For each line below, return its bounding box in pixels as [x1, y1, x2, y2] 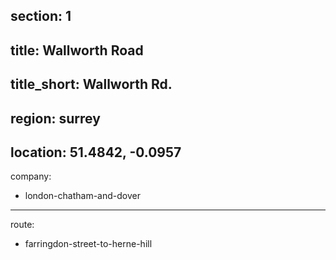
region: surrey [10, 110, 101, 127]
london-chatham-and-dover [24, 190, 141, 202]
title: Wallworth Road [10, 42, 144, 59]
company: [10, 170, 52, 183]
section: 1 [10, 8, 72, 25]
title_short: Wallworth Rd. [10, 76, 173, 93]
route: [10, 219, 35, 231]
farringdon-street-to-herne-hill [24, 238, 153, 250]
